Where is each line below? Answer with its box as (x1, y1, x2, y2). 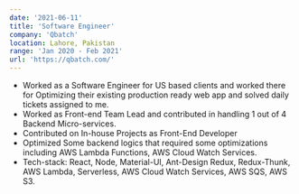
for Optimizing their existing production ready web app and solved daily (22, 89, 289, 100)
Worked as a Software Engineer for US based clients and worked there (22, 80, 286, 90)
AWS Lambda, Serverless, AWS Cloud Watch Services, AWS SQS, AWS (22, 166, 287, 177)
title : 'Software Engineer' (9, 22, 116, 31)
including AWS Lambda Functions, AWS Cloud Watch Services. (22, 147, 257, 158)
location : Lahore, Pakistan (9, 38, 116, 48)
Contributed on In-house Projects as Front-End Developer (22, 128, 238, 138)
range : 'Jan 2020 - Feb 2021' (9, 47, 124, 56)
